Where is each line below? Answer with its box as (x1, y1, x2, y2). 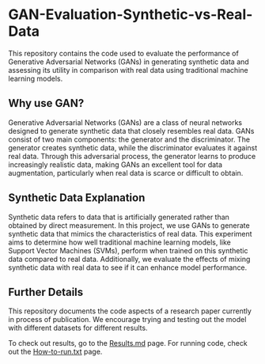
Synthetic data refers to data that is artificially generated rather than (8, 212, 229, 222)
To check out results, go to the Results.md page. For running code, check (8, 339, 248, 348)
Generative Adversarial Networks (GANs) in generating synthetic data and (8, 57, 249, 66)
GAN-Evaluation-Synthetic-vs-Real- (8, 6, 253, 24)
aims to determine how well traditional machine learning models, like (8, 237, 231, 247)
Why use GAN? (8, 97, 85, 110)
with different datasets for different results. (8, 323, 148, 333)
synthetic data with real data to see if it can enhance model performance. (8, 263, 248, 272)
